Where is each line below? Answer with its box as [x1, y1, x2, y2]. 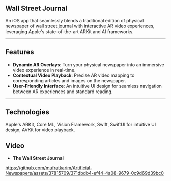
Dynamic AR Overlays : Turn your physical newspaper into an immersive [12, 61, 164, 68]
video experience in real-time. [12, 67, 76, 73]
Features [5, 48, 34, 56]
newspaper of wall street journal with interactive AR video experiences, [5, 23, 155, 29]
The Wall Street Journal [12, 155, 64, 161]
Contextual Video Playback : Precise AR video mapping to [12, 72, 135, 78]
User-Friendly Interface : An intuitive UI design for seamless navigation [12, 83, 162, 89]
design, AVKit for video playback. [5, 127, 75, 133]
